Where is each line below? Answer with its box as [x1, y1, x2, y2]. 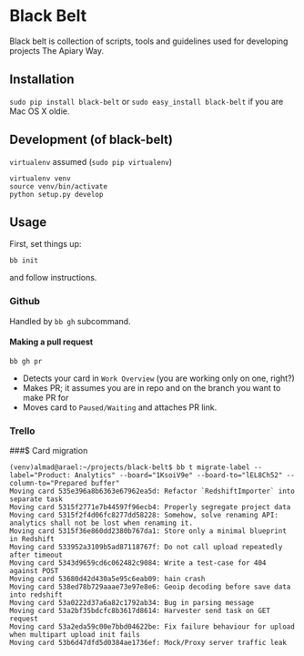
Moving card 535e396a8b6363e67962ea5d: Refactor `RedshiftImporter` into [9, 487, 296, 497]
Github [9, 295, 41, 308]
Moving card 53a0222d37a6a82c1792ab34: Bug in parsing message [9, 599, 255, 608]
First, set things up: [9, 239, 82, 250]
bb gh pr [9, 356, 43, 365]
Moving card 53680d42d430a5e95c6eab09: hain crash [9, 575, 206, 584]
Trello [9, 425, 35, 437]
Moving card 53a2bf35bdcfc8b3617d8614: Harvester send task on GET [9, 607, 271, 616]
